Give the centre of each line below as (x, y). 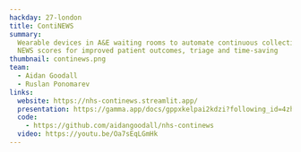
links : (21, 92)
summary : (26, 34)
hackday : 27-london (46, 17)
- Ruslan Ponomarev (54, 84)
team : (19, 68)
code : (28, 117)
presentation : (43, 109)
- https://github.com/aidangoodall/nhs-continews (120, 126)
